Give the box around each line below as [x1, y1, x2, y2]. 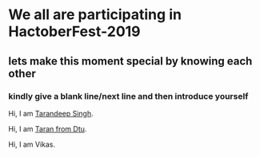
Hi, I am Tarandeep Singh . [8, 108, 94, 118]
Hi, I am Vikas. [8, 139, 56, 149]
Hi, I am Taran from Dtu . [8, 124, 87, 133]
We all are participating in [8, 6, 182, 24]
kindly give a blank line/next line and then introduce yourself [8, 90, 249, 101]
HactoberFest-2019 [8, 22, 142, 41]
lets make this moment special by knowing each [8, 54, 253, 68]
